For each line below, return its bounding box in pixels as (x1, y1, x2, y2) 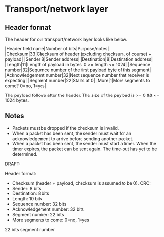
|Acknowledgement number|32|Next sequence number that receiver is (5, 72, 149, 78)
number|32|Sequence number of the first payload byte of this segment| (5, 67, 151, 73)
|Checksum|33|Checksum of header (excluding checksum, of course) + (5, 51, 152, 57)
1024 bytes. (5, 97, 29, 103)
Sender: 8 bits (12, 185, 41, 191)
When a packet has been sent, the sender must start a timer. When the (12, 141, 157, 146)
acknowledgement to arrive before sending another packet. (12, 135, 134, 142)
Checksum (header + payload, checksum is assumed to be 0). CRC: (12, 180, 151, 186)
